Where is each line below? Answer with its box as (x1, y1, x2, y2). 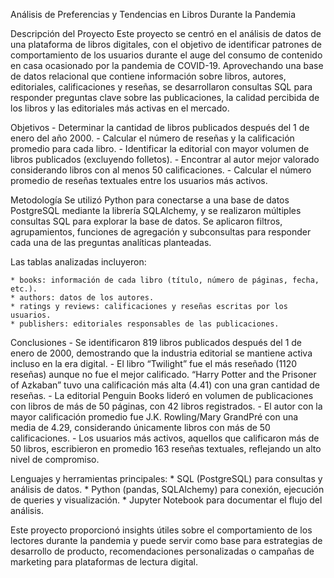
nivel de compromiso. (10, 454, 100, 465)
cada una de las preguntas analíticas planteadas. (10, 237, 212, 248)
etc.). (10, 284, 38, 294)
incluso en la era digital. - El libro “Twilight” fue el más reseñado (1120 (10, 358, 298, 369)
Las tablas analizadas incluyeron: (10, 256, 147, 268)
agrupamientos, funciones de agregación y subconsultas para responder (10, 226, 312, 238)
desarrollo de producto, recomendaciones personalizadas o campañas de (10, 545, 315, 557)
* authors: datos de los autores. (10, 293, 155, 303)
